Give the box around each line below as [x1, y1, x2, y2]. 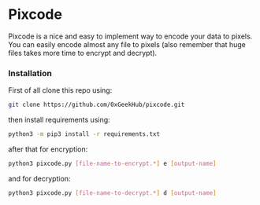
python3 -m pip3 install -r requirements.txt [8, 130, 160, 138]
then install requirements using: [8, 115, 110, 125]
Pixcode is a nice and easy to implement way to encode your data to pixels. [8, 31, 253, 41]
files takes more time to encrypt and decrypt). [8, 48, 158, 57]
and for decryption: [8, 174, 71, 183]
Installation [8, 68, 53, 79]
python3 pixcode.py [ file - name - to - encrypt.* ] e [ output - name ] [8, 159, 217, 167]
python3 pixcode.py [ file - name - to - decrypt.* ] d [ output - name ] [8, 189, 217, 197]
